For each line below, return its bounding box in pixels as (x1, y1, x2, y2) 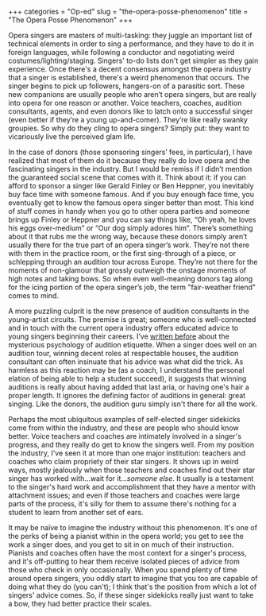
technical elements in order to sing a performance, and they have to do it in (8, 39, 254, 48)
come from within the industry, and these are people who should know (8, 423, 240, 432)
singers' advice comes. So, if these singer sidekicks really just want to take (8, 591, 254, 599)
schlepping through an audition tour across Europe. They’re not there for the (8, 258, 258, 266)
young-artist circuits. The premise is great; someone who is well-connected (8, 315, 256, 324)
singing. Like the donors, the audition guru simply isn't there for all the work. (8, 399, 258, 409)
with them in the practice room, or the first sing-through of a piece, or (8, 249, 237, 258)
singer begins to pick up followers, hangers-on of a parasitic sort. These (8, 81, 245, 91)
